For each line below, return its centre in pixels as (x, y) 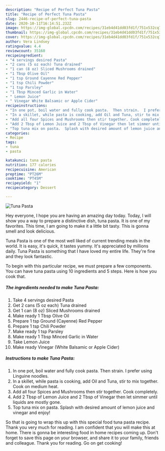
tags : (11, 142)
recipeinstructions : (27, 106)
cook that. (16, 276)
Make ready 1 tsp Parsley (38, 331)
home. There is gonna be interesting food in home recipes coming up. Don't (82, 432)
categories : (18, 133)
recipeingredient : (24, 55)
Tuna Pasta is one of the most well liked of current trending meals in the (78, 241)
